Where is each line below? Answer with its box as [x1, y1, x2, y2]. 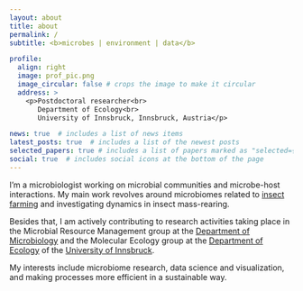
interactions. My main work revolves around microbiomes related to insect [9, 188, 285, 199]
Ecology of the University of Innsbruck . [9, 244, 155, 255]
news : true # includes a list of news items [9, 130, 183, 139]
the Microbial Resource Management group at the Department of [9, 225, 251, 236]
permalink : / [9, 30, 59, 39]
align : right [17, 63, 67, 72]
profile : [9, 55, 42, 64]
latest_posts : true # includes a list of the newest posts [9, 138, 241, 147]
